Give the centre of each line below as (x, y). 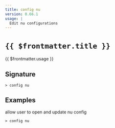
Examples (20, 100)
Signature (20, 74)
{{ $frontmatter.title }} (58, 46)
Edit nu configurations (34, 23)
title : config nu (23, 9)
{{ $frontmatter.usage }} (29, 59)
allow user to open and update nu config (46, 112)
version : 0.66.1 (22, 14)
